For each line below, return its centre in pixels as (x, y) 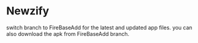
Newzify (28, 11)
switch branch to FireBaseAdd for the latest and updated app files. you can (99, 27)
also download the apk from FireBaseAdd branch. (68, 33)
